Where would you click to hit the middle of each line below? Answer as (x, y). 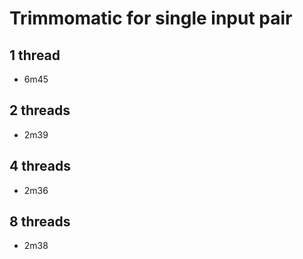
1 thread (35, 55)
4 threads (40, 166)
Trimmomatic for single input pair (151, 18)
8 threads (40, 222)
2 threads (40, 110)
